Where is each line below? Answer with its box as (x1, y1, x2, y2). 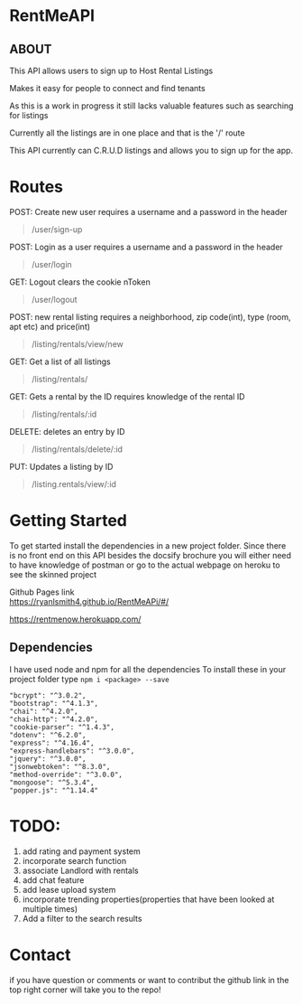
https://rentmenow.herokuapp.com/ (9, 614, 142, 624)
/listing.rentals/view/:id (31, 478, 117, 489)
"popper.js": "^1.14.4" (9, 785, 99, 795)
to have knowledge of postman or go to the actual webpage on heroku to (9, 559, 281, 570)
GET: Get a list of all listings (9, 356, 111, 367)
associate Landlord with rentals (22, 865, 139, 876)
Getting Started (9, 511, 128, 531)
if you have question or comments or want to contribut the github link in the (9, 974, 289, 985)
